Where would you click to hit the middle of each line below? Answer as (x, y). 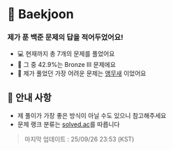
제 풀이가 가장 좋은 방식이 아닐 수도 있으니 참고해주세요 (92, 116)
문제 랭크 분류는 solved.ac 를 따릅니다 (68, 124)
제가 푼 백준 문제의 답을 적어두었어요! (65, 38)
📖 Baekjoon (41, 14)
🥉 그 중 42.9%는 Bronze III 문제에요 (67, 65)
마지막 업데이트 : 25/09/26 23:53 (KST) (79, 140)
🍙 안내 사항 (30, 97)
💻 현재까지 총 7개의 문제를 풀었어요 (66, 54)
